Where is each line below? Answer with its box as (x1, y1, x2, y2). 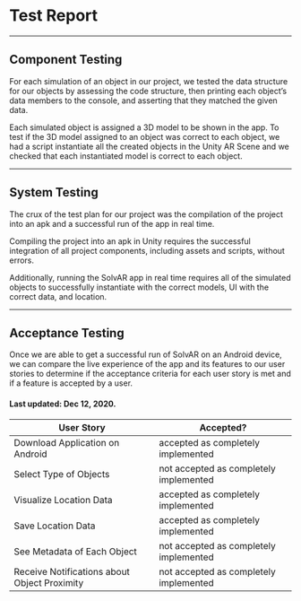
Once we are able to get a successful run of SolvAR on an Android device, (9, 349, 282, 360)
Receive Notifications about (13, 565, 130, 578)
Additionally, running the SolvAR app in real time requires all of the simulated (9, 272, 291, 283)
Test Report (9, 5, 99, 26)
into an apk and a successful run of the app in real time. (9, 218, 215, 229)
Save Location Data (13, 519, 96, 532)
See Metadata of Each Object (13, 544, 137, 557)
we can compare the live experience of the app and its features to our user (9, 359, 286, 370)
